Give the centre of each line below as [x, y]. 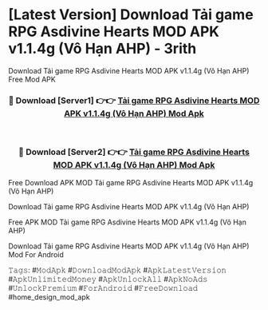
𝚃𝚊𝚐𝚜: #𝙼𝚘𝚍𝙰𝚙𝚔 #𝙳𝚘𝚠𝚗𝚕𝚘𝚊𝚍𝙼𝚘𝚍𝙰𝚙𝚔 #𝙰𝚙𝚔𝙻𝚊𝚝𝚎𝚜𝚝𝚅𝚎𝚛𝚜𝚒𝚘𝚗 [118, 270]
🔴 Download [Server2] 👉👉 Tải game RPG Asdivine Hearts [134, 152]
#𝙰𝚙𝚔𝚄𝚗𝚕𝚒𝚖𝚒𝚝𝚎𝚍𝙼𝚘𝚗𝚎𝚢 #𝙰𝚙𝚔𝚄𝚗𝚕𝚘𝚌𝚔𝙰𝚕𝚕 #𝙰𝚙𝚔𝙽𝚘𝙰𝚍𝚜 [108, 279]
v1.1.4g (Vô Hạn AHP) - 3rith [102, 49]
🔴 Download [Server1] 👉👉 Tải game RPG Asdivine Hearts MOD [134, 100]
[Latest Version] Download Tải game [131, 15]
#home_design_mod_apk [49, 296]
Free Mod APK [32, 79]
